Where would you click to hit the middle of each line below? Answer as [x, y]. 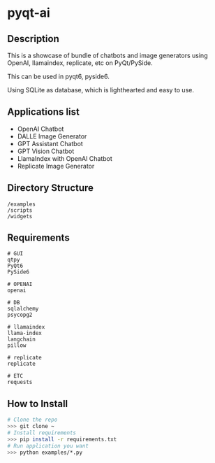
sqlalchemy [23, 309]
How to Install [38, 404]
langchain [22, 340]
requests [20, 383]
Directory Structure [51, 188]
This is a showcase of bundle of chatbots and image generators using [107, 55]
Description [33, 39]
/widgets [20, 216]
